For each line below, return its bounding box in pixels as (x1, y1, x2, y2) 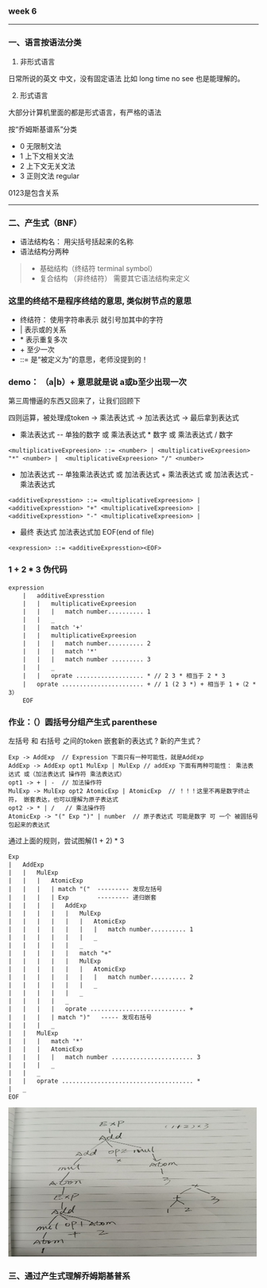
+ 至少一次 (19, 344, 55, 355)
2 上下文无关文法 (19, 161, 75, 170)
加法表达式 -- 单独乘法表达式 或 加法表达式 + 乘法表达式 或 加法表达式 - (19, 469, 254, 479)
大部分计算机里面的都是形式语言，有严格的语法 (8, 107, 161, 117)
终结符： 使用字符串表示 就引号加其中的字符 (19, 315, 164, 325)
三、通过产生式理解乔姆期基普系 (8, 1270, 131, 1282)
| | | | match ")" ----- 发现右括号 (8, 1014, 153, 1021)
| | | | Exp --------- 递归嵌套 (8, 893, 157, 902)
